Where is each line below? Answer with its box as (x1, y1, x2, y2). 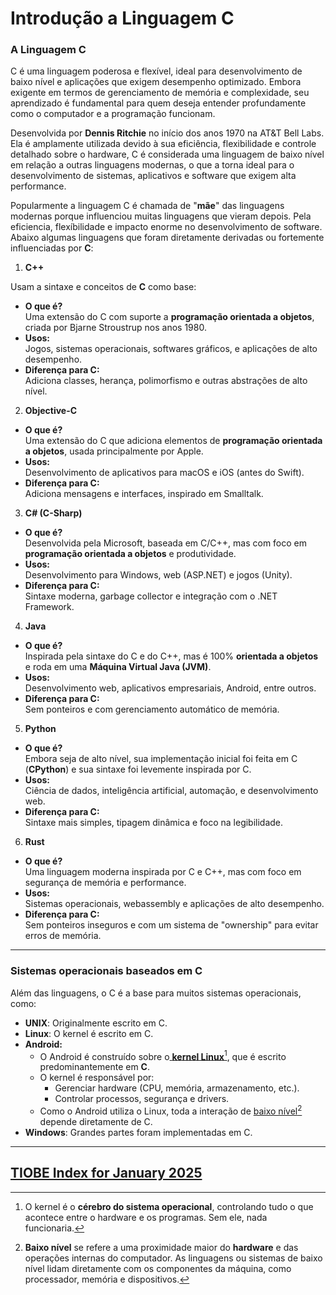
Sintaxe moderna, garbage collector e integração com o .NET (24, 590, 278, 602)
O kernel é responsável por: (39, 1072, 155, 1084)
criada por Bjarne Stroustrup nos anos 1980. (24, 322, 207, 334)
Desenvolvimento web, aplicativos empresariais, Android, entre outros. (24, 682, 317, 694)
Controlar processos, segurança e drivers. (54, 1093, 230, 1105)
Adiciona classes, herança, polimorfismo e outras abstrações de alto (24, 375, 308, 387)
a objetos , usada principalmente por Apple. (24, 445, 204, 457)
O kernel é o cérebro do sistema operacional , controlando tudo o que (24, 1200, 314, 1212)
